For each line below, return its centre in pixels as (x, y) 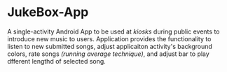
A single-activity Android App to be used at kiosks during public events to (113, 31)
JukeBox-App (48, 12)
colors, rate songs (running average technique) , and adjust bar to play (109, 54)
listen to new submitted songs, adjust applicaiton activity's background (110, 46)
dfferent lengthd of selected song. (57, 61)
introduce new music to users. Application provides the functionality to (109, 38)
